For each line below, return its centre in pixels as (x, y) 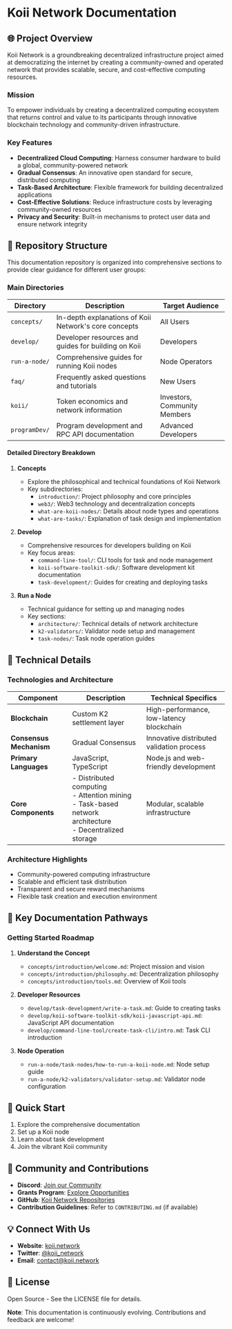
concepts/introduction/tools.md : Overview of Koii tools (107, 981)
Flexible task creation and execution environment (87, 896)
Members (175, 414)
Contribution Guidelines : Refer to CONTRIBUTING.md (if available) (107, 1207)
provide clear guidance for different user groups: (77, 270)
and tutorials (77, 386)
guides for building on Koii (99, 346)
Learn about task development (61, 1139)
